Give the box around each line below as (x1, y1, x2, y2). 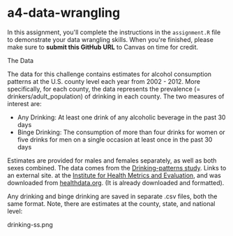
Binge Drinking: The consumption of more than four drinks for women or (17, 128, 225, 136)
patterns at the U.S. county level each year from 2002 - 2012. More (7, 77, 201, 85)
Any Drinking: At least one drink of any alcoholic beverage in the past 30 (17, 113, 226, 121)
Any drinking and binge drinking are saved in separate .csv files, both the (7, 192, 218, 200)
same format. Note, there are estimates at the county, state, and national (7, 199, 216, 207)
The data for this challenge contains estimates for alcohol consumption (7, 70, 211, 78)
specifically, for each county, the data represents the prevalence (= (7, 84, 201, 93)
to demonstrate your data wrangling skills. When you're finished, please (7, 35, 214, 43)
